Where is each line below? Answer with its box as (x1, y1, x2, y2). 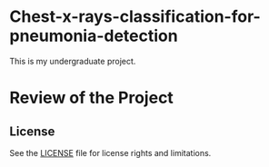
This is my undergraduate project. (9, 55, 136, 66)
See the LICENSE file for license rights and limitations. (9, 147, 212, 158)
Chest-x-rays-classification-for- (9, 6, 261, 27)
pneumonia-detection (9, 25, 179, 46)
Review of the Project (9, 88, 174, 108)
